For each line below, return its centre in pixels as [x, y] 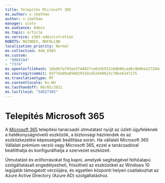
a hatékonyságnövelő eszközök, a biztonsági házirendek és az [68, 135]
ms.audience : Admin [25, 28]
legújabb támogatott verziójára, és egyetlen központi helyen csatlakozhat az [82, 170]
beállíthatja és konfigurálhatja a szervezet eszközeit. [58, 151]
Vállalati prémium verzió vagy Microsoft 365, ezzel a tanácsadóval [72, 145]
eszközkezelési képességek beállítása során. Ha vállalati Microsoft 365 [77, 140]
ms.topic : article [24, 32]
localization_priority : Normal [37, 46]
